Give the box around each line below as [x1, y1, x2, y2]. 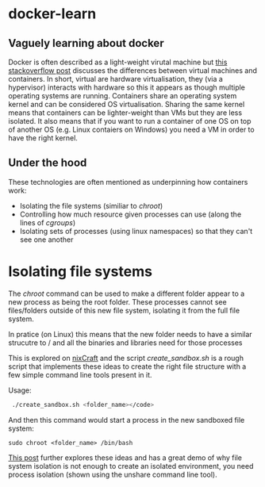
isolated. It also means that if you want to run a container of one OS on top [8, 117, 252, 125]
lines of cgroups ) [19, 217, 76, 227]
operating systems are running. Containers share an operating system [8, 91, 237, 100]
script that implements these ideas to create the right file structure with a [8, 362, 247, 371]
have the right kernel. [8, 133, 78, 143]
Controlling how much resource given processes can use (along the [19, 209, 242, 219]
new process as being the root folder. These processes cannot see [8, 297, 228, 306]
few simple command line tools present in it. [8, 370, 152, 379]
